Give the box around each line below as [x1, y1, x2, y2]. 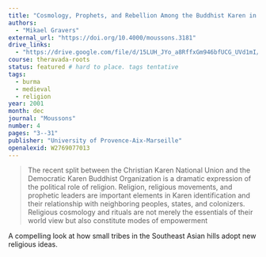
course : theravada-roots [8, 56, 90, 64]
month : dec [8, 108, 44, 115]
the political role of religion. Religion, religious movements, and [27, 183, 233, 192]
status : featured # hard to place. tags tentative [8, 63, 179, 71]
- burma [15, 77, 41, 85]
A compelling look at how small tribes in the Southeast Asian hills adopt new [8, 231, 256, 241]
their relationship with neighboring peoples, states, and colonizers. [27, 199, 245, 209]
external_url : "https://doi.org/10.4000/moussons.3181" [8, 33, 196, 42]
